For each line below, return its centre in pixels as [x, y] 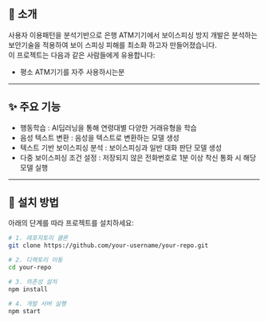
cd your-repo [30, 268]
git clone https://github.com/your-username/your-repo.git [108, 245]
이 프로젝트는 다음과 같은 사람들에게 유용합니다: [82, 55]
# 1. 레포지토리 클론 [38, 238]
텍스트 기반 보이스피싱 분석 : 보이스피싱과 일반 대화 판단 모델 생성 [120, 147]
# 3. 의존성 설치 [33, 281]
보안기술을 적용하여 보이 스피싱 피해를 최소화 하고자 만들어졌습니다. [112, 45]
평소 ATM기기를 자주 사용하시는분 [72, 72]
